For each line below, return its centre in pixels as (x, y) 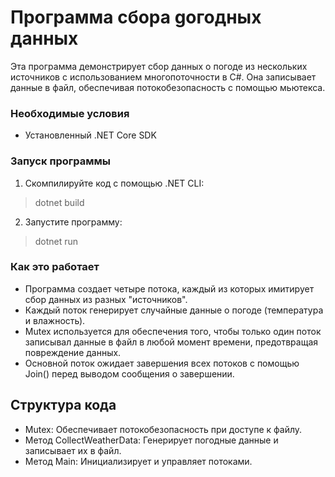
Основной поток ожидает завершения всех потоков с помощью (162, 363)
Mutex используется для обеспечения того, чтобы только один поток (173, 331)
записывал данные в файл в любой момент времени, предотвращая (171, 342)
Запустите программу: (73, 222)
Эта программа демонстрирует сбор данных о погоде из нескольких (159, 66)
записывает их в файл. (73, 450)
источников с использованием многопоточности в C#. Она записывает (163, 77)
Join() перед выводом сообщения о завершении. (129, 373)
